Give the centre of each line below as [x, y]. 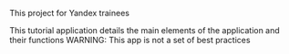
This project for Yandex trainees [70, 13]
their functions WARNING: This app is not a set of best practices [130, 40]
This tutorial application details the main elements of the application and [144, 30]
